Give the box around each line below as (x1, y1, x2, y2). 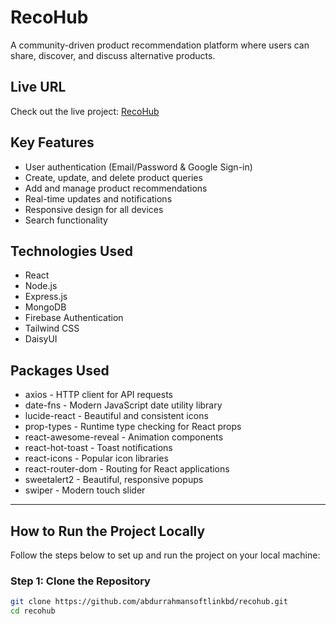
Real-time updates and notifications (24, 192, 173, 205)
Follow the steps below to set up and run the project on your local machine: (10, 549, 321, 561)
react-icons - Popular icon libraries (24, 452, 169, 465)
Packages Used (10, 362, 110, 379)
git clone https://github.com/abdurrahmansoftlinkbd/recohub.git (10, 597, 288, 607)
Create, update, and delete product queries (24, 171, 203, 183)
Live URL (10, 79, 67, 96)
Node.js (24, 280, 58, 292)
